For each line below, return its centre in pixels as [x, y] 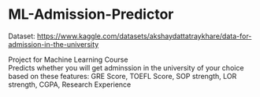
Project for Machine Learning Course [68, 59]
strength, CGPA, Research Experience [70, 84]
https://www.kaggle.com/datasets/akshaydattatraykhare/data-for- [144, 36]
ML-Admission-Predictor [91, 14]
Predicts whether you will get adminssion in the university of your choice [126, 67]
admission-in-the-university [54, 44]
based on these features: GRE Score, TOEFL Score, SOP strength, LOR [123, 76]
